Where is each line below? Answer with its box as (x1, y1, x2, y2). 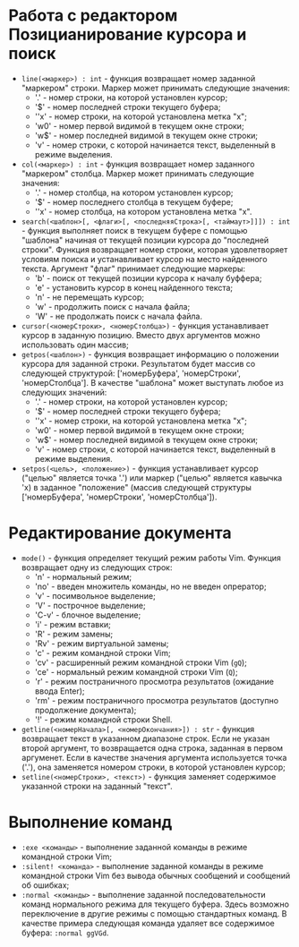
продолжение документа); (34, 704, 137, 715)
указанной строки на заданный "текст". (21, 781, 173, 791)
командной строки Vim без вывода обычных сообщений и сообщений (21, 870, 291, 881)
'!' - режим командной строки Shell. (34, 713, 173, 725)
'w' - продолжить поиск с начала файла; (34, 301, 191, 311)
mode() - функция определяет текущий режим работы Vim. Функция (21, 552, 281, 563)
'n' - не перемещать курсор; (34, 292, 145, 303)
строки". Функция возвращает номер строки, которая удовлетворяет (21, 243, 288, 255)
